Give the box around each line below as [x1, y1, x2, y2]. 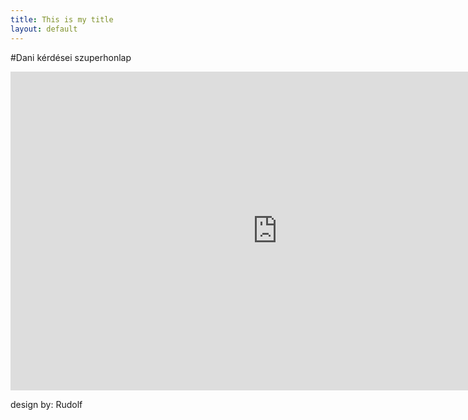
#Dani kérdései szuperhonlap [10, 51, 132, 63]
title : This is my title [10, 14, 114, 25]
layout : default [10, 24, 78, 34]
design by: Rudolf [10, 398, 83, 410]
